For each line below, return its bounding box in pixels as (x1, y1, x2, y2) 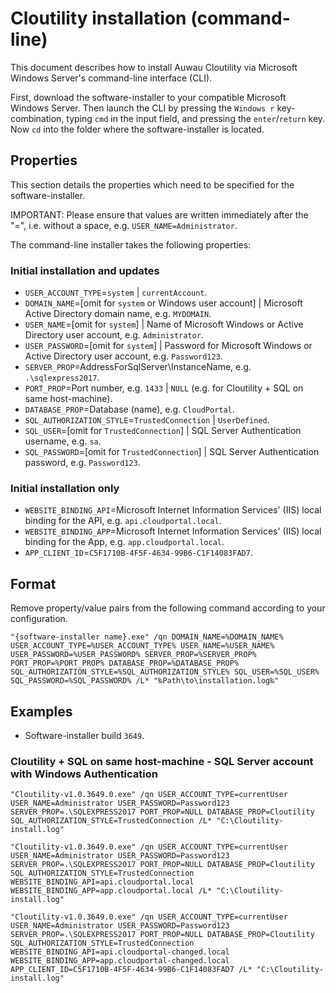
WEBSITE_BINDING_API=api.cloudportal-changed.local (10, 947, 230, 957)
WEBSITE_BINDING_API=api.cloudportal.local (10, 877, 195, 887)
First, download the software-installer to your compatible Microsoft (10, 91, 287, 103)
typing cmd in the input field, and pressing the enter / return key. (66, 112, 326, 124)
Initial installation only (10, 481, 120, 495)
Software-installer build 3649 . (24, 729, 145, 741)
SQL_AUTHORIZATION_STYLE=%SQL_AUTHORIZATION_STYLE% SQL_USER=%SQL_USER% (10, 667, 320, 677)
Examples (10, 703, 73, 720)
